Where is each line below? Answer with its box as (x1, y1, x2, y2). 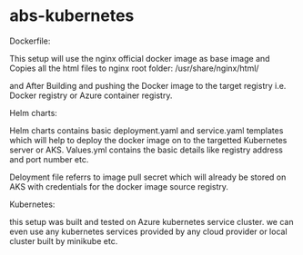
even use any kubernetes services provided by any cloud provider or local (9, 226, 288, 237)
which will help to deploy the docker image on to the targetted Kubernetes (9, 134, 288, 145)
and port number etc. (9, 153, 89, 164)
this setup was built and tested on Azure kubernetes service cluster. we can (9, 216, 294, 227)
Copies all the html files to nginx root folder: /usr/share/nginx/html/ (9, 63, 259, 74)
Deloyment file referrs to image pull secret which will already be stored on (9, 172, 287, 182)
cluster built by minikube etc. (9, 235, 118, 246)
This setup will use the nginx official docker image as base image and (9, 53, 270, 64)
